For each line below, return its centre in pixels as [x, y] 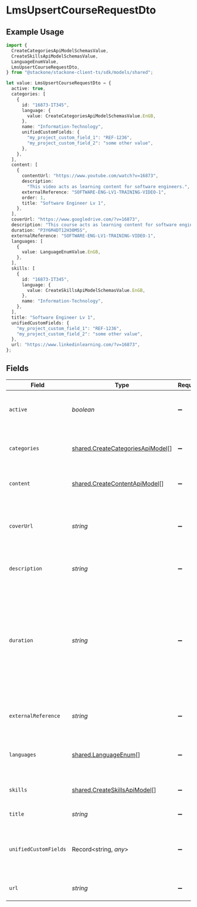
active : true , [28, 89]
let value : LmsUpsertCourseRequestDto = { [59, 83]
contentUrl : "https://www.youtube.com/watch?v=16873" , [90, 176]
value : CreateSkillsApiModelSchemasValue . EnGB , [86, 290]
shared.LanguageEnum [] [106, 755]
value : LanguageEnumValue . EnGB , [61, 252]
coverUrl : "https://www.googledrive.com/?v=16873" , [76, 220]
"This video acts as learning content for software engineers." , [109, 186]
